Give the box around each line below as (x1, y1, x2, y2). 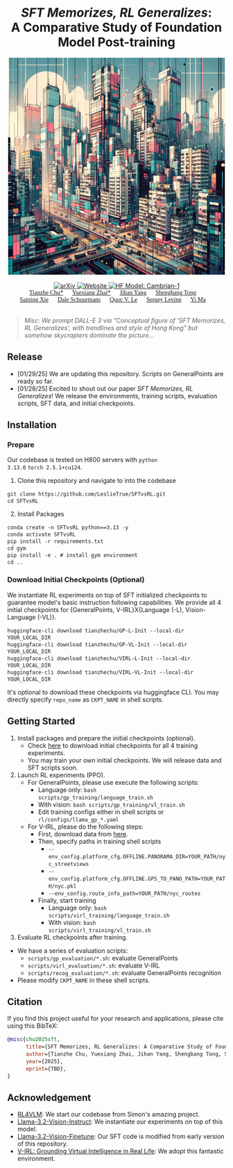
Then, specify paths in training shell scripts (37, 837, 162, 845)
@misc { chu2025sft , (7, 1036, 60, 1043)
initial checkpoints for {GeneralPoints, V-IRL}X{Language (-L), (7, 605, 184, 613)
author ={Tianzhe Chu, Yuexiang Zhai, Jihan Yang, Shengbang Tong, (25, 1051, 222, 1058)
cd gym (7, 545, 26, 552)
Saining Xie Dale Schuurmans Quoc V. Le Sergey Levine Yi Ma (19, 296, 206, 303)
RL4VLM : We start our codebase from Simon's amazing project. (17, 1110, 200, 1119)
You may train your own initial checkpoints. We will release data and (27, 756, 222, 764)
